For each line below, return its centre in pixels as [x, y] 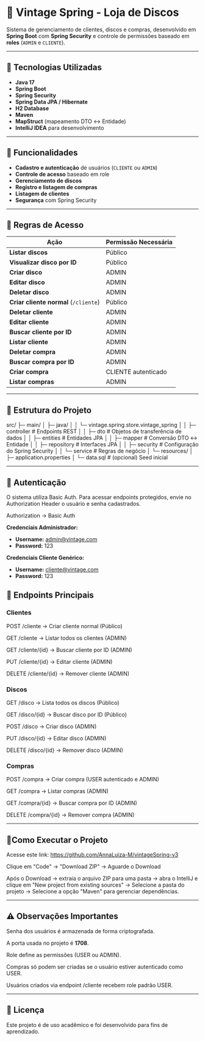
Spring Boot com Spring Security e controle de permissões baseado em [98, 36]
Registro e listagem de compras [56, 187]
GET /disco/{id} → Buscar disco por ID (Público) [67, 714]
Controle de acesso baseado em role [62, 174]
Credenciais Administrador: [42, 527]
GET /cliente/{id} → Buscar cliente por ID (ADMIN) [69, 650]
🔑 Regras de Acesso [45, 225]
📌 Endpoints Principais [50, 596]
